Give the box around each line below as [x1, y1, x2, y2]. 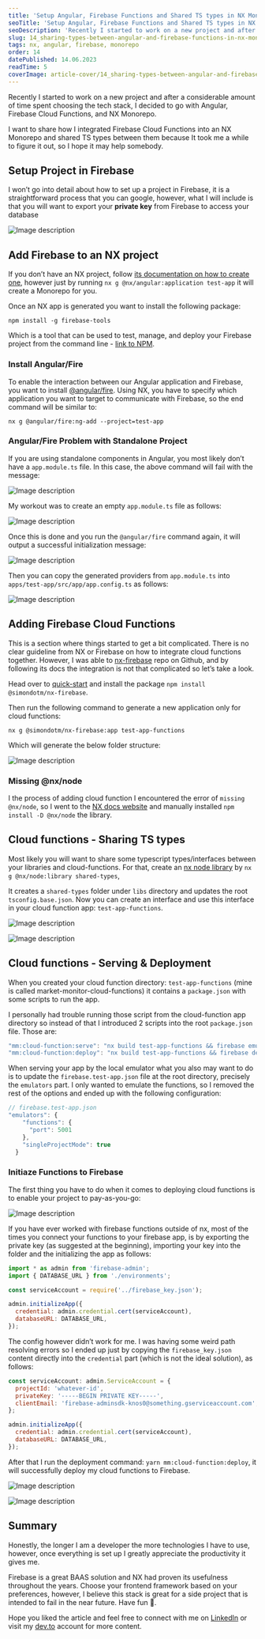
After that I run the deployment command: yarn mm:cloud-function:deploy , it [8, 1457, 256, 1467]
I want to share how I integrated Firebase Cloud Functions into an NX [8, 124, 232, 134]
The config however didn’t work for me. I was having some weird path [8, 1336, 236, 1346]
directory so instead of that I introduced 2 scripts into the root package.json [8, 1018, 253, 1028]
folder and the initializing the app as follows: [8, 1249, 151, 1259]
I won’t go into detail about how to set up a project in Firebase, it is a [8, 185, 230, 195]
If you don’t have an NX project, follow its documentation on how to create [8, 270, 250, 279]
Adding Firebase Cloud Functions [8, 618, 176, 631]
